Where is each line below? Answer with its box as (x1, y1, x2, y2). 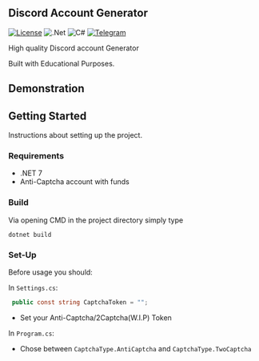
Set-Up (8, 249, 38, 260)
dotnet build (8, 231, 52, 239)
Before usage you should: (8, 267, 94, 277)
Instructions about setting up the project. (8, 130, 142, 140)
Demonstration (8, 82, 86, 95)
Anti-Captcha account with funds (19, 177, 129, 187)
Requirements (8, 150, 65, 161)
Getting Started (8, 109, 87, 122)
